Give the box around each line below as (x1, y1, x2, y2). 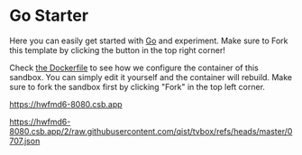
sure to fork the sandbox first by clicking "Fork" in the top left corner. (9, 81, 266, 92)
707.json (9, 135, 41, 146)
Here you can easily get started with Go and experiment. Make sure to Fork (9, 35, 288, 46)
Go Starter (9, 5, 88, 26)
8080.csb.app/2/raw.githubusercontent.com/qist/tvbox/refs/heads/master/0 (9, 125, 293, 136)
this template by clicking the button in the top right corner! (9, 44, 225, 55)
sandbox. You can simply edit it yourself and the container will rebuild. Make (9, 71, 293, 82)
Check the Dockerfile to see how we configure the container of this (9, 62, 259, 73)
